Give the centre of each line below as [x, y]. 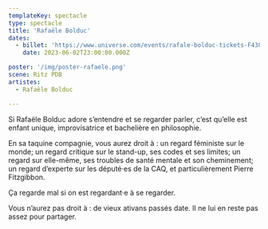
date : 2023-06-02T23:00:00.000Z [76, 53]
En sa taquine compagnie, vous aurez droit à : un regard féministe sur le [126, 143]
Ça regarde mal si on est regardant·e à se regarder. [92, 192]
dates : [19, 38]
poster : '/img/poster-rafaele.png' [67, 67]
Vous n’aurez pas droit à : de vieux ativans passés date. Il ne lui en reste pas [133, 207]
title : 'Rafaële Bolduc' [49, 30]
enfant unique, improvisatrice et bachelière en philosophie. [105, 128]
